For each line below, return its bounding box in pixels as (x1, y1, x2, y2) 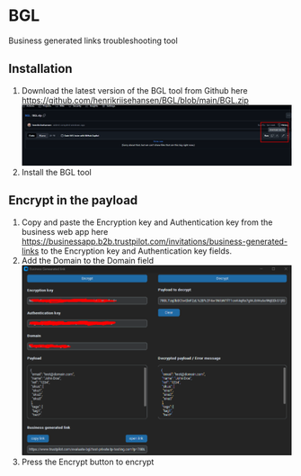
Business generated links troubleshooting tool (8, 35, 179, 46)
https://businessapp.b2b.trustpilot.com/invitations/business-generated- (21, 236, 288, 247)
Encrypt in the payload (8, 193, 138, 208)
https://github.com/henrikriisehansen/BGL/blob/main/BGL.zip (21, 94, 249, 105)
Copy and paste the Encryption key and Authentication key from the (21, 217, 273, 228)
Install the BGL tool (21, 167, 92, 178)
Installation (8, 61, 73, 76)
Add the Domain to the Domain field (21, 255, 155, 265)
